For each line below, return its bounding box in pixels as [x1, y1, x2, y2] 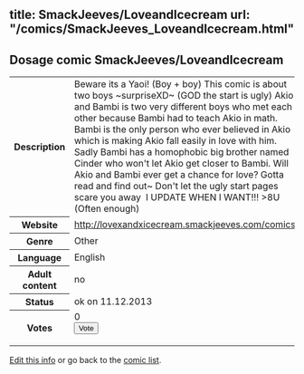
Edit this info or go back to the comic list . [9, 355, 162, 366]
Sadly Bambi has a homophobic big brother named [73, 146, 290, 158]
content [22, 279, 57, 292]
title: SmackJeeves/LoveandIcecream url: [9, 7, 251, 23]
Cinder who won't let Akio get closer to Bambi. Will [73, 158, 290, 170]
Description [14, 140, 66, 153]
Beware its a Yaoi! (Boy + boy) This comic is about [73, 78, 288, 91]
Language [17, 251, 62, 264]
